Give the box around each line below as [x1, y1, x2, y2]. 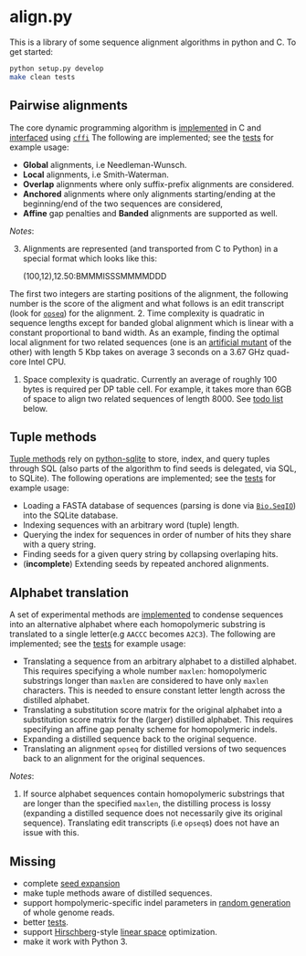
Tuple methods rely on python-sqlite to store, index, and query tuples [9, 454, 270, 465]
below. [22, 403, 48, 414]
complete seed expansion [22, 877, 121, 888]
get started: [9, 46, 53, 57]
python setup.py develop [9, 64, 104, 73]
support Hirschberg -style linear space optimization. [22, 926, 217, 937]
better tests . [22, 916, 69, 928]
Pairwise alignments [9, 98, 128, 113]
